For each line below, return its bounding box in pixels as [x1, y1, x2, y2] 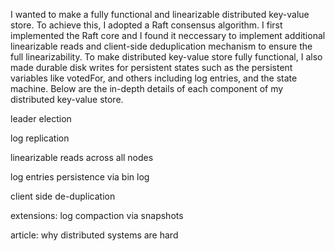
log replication [10, 132, 70, 144]
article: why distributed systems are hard [10, 229, 179, 241]
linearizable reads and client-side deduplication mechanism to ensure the [10, 40, 313, 52]
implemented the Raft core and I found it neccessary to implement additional [10, 30, 326, 41]
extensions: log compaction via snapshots [10, 210, 184, 221]
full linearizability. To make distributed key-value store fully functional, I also [10, 51, 323, 63]
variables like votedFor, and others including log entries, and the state [10, 72, 298, 84]
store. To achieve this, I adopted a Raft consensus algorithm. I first [10, 19, 283, 31]
